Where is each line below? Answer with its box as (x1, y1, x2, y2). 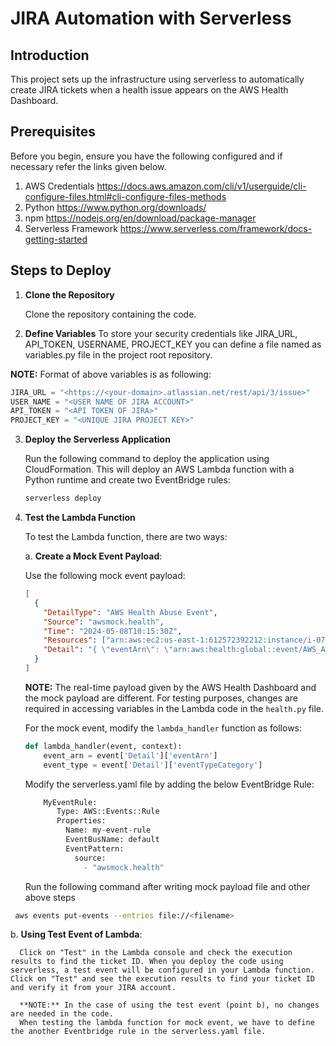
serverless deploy (24, 493, 102, 504)
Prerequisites (10, 123, 96, 141)
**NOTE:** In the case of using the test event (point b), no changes (19, 1000, 320, 1011)
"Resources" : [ (43, 635, 107, 646)
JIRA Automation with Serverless (10, 7, 292, 30)
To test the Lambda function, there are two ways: (24, 531, 228, 542)
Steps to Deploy (10, 262, 112, 279)
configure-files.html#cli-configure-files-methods (24, 190, 227, 202)
